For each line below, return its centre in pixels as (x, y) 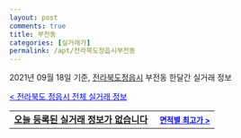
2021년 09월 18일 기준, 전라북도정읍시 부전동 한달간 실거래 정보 (120, 78)
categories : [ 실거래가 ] (50, 43)
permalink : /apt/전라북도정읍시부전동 (72, 51)
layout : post (34, 17)
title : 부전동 (33, 34)
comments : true (38, 26)
